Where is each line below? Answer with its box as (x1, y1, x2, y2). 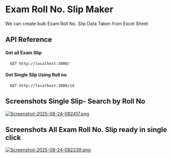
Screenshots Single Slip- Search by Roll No (5, 97, 145, 106)
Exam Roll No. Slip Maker (5, 4, 114, 15)
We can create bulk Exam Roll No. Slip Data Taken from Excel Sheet (5, 20, 148, 27)
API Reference (5, 35, 52, 44)
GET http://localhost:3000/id (10, 83, 74, 88)
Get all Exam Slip (5, 50, 42, 56)
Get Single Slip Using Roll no (5, 72, 67, 78)
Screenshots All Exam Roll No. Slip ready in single (5, 125, 167, 134)
